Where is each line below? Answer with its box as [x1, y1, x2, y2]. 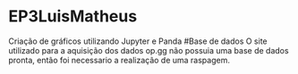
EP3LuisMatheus [8, 6, 138, 27]
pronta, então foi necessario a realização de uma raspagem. [8, 54, 230, 65]
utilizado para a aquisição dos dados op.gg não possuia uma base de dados [8, 45, 289, 55]
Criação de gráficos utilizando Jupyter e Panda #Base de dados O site [8, 36, 268, 46]
